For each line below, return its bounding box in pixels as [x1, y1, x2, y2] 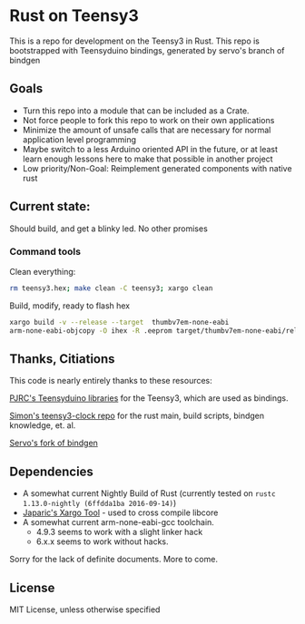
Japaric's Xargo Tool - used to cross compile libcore [22, 507, 219, 518]
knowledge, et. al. [9, 420, 76, 431]
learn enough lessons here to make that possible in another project [22, 153, 274, 164]
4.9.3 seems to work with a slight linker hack [35, 527, 203, 538]
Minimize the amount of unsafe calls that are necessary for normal [22, 124, 271, 135]
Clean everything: [9, 266, 76, 277]
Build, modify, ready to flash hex [9, 300, 131, 311]
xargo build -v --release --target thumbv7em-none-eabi [9, 317, 230, 327]
